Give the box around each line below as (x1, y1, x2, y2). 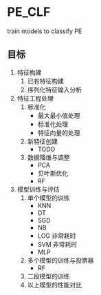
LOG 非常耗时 (37, 232, 76, 240)
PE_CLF (7, 4, 51, 20)
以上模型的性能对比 (27, 281, 82, 289)
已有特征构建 (27, 77, 64, 85)
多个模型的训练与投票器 (27, 256, 94, 264)
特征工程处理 (16, 94, 54, 102)
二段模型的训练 (27, 272, 70, 280)
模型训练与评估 (16, 185, 60, 193)
